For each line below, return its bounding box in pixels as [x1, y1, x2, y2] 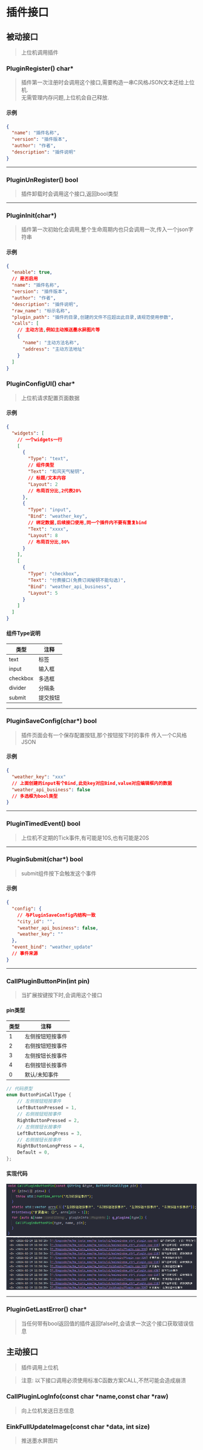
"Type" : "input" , [28, 507, 71, 513]
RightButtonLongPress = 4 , [17, 1143, 85, 1149]
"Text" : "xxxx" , [28, 526, 69, 532]
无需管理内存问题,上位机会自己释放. [21, 94, 109, 101]
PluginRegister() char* [6, 64, 74, 73]
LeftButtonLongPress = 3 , [17, 1130, 83, 1137]
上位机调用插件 [21, 49, 59, 56]
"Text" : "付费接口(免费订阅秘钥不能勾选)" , [28, 577, 126, 583]
